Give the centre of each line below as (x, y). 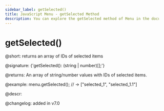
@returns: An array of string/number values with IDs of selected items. (76, 75)
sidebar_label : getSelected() (36, 9)
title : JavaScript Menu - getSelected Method (52, 14)
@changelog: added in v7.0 (32, 103)
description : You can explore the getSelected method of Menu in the (77, 18)
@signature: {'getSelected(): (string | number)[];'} (55, 66)
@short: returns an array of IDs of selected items (54, 56)
